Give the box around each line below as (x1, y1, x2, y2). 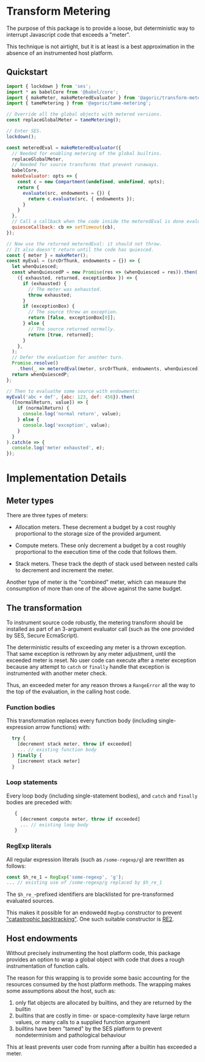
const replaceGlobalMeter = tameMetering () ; (6, 117, 121, 123)
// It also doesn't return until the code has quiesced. (6, 246, 154, 253)
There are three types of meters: (6, 512, 88, 519)
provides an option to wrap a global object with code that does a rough (6, 956, 185, 963)
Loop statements (6, 778, 58, 787)
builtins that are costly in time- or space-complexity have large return (15, 1012, 190, 1019)
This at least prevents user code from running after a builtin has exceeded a (6, 1043, 197, 1051)
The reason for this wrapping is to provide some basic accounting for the (6, 974, 190, 981)
